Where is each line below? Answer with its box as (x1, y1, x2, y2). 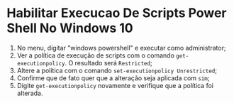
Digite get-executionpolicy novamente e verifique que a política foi (16, 81, 214, 90)
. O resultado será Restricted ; (65, 58, 153, 67)
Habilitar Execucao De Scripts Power (6, 5, 228, 21)
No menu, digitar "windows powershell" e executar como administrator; (16, 43, 226, 52)
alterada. (16, 89, 43, 97)
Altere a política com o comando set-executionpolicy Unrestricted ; (16, 66, 218, 75)
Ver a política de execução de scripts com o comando (16, 51, 175, 60)
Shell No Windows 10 (6, 20, 133, 36)
